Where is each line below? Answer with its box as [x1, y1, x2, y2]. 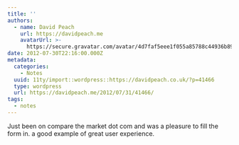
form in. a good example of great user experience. [7, 129, 155, 138]
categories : [14, 63, 50, 70]
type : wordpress [14, 83, 62, 90]
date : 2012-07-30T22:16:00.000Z [7, 50, 103, 57]
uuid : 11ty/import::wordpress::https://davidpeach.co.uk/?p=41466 [14, 76, 215, 83]
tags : [7, 96, 23, 103]
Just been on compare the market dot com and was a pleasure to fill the [7, 122, 219, 130]
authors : [7, 17, 33, 24]
